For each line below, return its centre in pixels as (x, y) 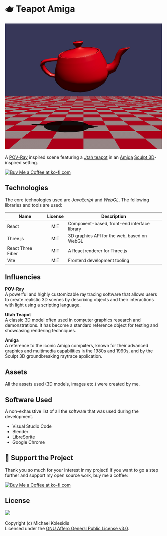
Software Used (29, 399)
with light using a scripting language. (43, 305)
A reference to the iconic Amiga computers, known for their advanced (77, 346)
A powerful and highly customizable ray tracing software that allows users (81, 294)
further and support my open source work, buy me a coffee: (67, 475)
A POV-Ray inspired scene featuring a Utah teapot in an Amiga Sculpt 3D (80, 157)
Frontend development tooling (99, 260)
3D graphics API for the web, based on (107, 236)
